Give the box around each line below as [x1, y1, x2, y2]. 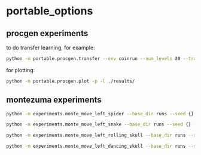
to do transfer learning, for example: [6, 44, 95, 51]
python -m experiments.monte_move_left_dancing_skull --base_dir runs [6, 143, 186, 150]
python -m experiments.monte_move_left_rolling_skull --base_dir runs [6, 132, 186, 139]
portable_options [6, 4, 93, 18]
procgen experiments [6, 28, 89, 38]
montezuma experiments [6, 95, 102, 105]
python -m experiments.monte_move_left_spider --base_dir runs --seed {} [6, 111, 194, 117]
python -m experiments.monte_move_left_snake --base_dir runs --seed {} [6, 121, 191, 127]
